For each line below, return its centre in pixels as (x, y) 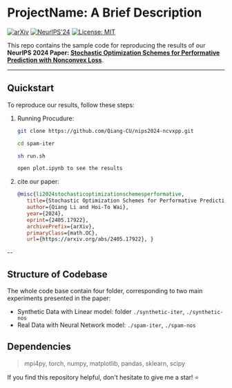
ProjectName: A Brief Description (105, 13)
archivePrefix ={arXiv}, (61, 226)
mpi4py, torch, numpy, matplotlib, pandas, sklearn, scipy (104, 363)
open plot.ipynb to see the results (70, 168)
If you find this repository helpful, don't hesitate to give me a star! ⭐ (103, 377)
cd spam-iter (36, 143)
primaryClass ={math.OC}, (62, 233)
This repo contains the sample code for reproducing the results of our (106, 45)
